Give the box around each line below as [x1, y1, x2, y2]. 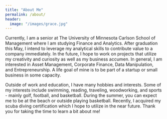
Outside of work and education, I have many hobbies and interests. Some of [5, 82, 162, 88]
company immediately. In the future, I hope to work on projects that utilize [5, 51, 157, 57]
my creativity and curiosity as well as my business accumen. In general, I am [5, 56, 163, 62]
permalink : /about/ [5, 12, 46, 17]
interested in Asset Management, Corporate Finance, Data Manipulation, [5, 61, 154, 67]
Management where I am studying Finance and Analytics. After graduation [5, 40, 158, 46]
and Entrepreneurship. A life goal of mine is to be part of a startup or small [5, 67, 158, 73]
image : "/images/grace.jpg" [9, 21, 68, 26]
